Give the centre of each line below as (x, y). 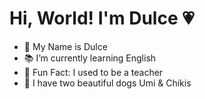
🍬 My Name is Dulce (65, 46)
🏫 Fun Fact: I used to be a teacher (93, 72)
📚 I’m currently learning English (90, 58)
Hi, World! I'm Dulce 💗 (102, 18)
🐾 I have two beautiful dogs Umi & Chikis (107, 83)
